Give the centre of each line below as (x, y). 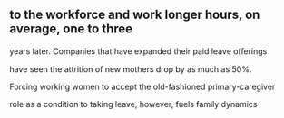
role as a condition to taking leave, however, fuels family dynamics (133, 104)
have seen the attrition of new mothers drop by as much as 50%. (131, 69)
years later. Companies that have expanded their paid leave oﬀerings (138, 51)
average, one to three (71, 29)
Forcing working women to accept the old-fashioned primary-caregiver (142, 86)
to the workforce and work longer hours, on (135, 15)
